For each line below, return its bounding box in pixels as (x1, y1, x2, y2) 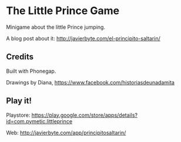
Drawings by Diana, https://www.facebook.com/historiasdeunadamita (6, 79, 175, 86)
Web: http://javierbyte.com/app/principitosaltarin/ (6, 129, 126, 136)
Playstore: (6, 111, 31, 119)
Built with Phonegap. (6, 67, 56, 75)
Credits (6, 52, 34, 62)
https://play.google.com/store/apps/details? (31, 111, 138, 119)
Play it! (6, 96, 32, 106)
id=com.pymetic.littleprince (6, 117, 72, 124)
